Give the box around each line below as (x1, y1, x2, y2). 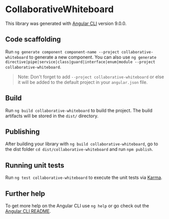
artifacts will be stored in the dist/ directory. (5, 113, 99, 119)
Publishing (5, 127, 40, 136)
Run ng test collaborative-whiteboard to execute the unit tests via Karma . (5, 174, 162, 181)
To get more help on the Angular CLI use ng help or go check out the (5, 203, 149, 209)
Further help (5, 189, 46, 198)
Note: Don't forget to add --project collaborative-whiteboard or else (17, 74, 164, 80)
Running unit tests (5, 161, 64, 170)
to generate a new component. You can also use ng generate (29, 54, 157, 60)
